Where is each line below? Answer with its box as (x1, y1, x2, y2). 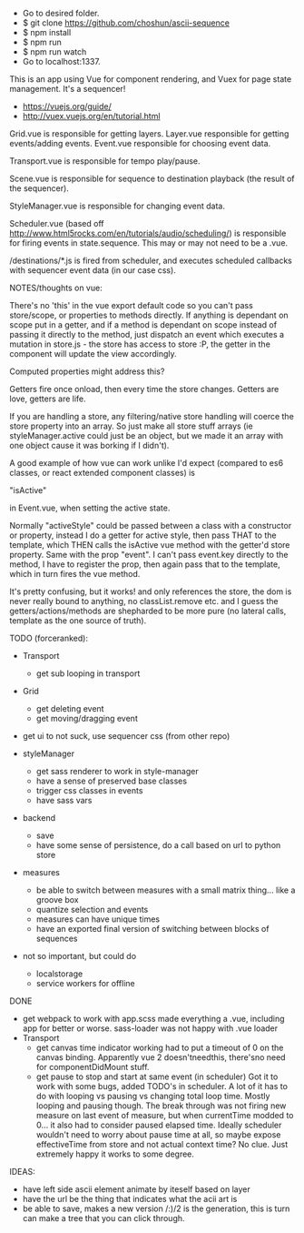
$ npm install (22, 27, 72, 37)
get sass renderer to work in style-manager (35, 766, 199, 776)
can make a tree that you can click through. (22, 1213, 185, 1223)
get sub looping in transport (35, 668, 141, 679)
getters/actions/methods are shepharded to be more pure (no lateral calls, (9, 605, 287, 616)
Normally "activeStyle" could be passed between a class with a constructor (9, 520, 292, 531)
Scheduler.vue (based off (9, 218, 104, 228)
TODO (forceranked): (9, 632, 89, 643)
